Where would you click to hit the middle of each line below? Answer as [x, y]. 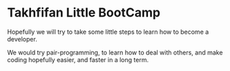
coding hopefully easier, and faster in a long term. [78, 59]
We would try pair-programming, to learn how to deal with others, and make [115, 52]
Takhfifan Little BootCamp [84, 13]
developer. [22, 39]
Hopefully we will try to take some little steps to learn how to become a [108, 32]
